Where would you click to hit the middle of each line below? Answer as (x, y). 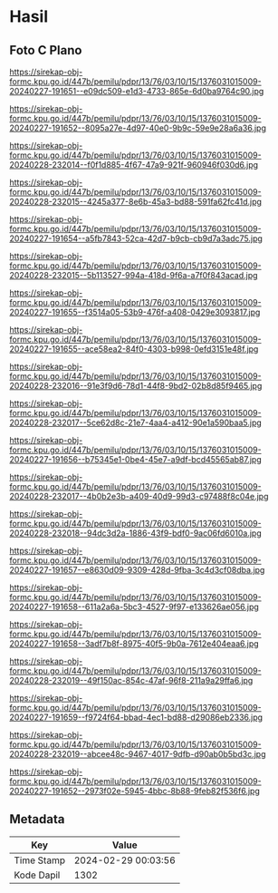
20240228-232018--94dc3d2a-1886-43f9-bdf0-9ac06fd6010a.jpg (136, 533)
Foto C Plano (46, 50)
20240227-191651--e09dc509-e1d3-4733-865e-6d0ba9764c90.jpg (137, 91)
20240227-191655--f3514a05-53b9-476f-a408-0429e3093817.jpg (135, 312)
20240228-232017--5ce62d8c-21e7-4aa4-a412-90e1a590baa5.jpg (136, 422)
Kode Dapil (37, 875)
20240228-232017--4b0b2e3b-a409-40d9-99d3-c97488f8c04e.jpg (139, 496)
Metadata (37, 819)
